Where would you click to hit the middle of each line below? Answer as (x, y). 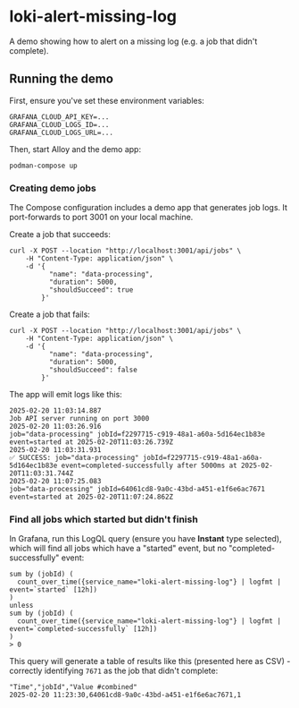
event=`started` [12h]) (54, 590)
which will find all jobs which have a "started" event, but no (118, 549)
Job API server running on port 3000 (79, 419)
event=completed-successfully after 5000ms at (149, 466)
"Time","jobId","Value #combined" (74, 687)
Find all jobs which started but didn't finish (104, 519)
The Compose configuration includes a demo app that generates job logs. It (149, 208)
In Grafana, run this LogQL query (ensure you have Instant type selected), (146, 539)
